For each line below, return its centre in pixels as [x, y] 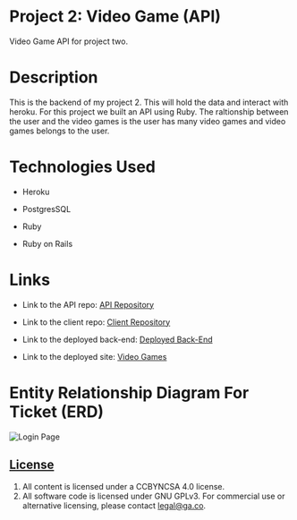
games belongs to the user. [59, 131]
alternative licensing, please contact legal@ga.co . [114, 505]
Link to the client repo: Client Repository [96, 322]
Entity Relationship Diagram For [129, 392]
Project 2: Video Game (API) [115, 17]
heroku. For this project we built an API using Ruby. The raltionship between [149, 111]
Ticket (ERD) [57, 411]
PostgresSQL [47, 209]
